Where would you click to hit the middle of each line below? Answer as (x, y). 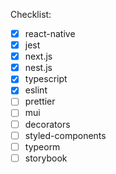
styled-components (65, 135)
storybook (46, 158)
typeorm (42, 146)
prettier (40, 101)
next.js (38, 56)
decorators (47, 124)
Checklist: (31, 14)
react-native (50, 33)
